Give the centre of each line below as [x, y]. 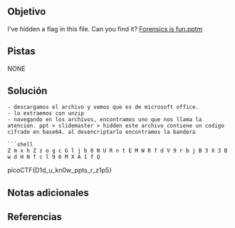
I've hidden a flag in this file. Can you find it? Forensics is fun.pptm [105, 28]
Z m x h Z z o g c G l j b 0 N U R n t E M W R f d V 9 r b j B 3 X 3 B [117, 151]
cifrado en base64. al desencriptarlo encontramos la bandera [101, 132]
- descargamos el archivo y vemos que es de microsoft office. [103, 107]
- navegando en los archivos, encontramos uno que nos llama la [105, 120]
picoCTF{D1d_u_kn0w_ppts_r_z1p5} [60, 170]
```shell [20, 145]
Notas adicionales [48, 193]
